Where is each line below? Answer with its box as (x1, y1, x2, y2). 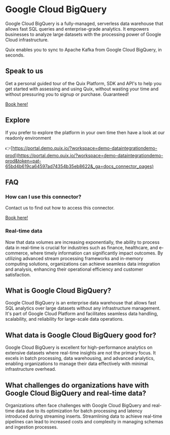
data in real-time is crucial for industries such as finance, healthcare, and (5, 244, 158, 250)
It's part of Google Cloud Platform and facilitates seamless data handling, (5, 311, 158, 317)
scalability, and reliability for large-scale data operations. (5, 316, 124, 322)
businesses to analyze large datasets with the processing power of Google (5, 31, 161, 37)
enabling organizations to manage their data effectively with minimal (5, 361, 148, 367)
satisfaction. (5, 271, 31, 277)
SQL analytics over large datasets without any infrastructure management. (5, 305, 161, 312)
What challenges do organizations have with (5, 381, 149, 390)
